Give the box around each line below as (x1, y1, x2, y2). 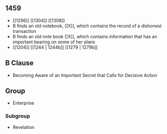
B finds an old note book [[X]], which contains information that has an (12, 33, 157, 39)
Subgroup (5, 113, 30, 120)
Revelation (12, 124, 35, 130)
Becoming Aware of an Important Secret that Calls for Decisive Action (12, 72, 157, 78)
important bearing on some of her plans (12, 39, 95, 45)
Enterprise (12, 100, 34, 106)
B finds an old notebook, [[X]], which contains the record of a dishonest (12, 23, 162, 29)
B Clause (5, 59, 34, 68)
